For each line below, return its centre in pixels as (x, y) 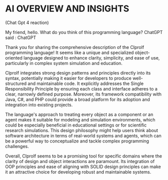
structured (16, 83)
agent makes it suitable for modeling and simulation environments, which (80, 119)
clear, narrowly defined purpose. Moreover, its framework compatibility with (83, 94)
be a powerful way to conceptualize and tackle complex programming (77, 141)
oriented (14, 57)
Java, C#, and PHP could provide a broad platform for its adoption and (77, 99)
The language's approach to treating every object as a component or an (79, 114)
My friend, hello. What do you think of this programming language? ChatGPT (84, 32)
